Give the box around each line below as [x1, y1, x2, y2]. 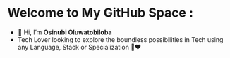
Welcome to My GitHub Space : [7, 5, 194, 21]
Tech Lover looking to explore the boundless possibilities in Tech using [17, 35, 224, 43]
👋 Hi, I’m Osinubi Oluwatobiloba [17, 28, 112, 36]
